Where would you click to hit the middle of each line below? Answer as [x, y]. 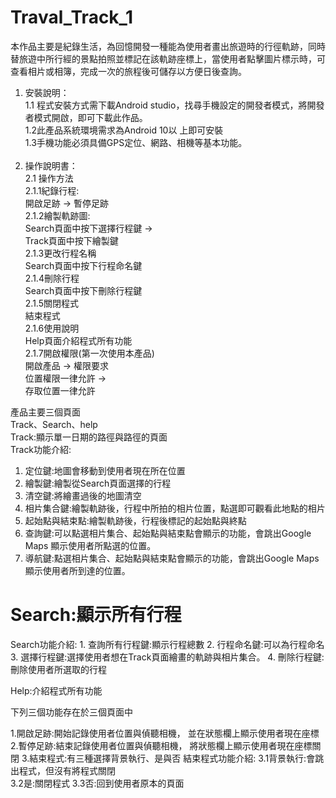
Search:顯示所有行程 [96, 615]
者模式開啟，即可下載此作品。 [86, 117]
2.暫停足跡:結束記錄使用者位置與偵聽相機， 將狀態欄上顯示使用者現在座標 [161, 745]
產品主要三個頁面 [45, 412]
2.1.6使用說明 [52, 328]
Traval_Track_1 [71, 17]
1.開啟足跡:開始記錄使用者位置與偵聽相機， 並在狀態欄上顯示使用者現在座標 [165, 733]
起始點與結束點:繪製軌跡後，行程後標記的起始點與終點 [135, 520]
